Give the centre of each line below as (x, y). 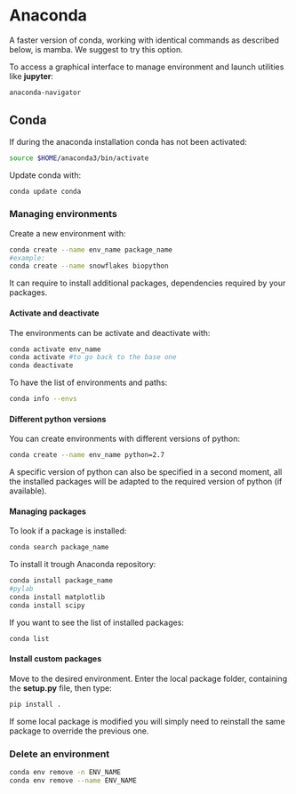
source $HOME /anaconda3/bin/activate (79, 158)
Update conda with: (45, 175)
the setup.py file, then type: (61, 688)
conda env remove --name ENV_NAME (73, 780)
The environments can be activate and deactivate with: (110, 333)
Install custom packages (56, 659)
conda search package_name (59, 548)
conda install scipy (48, 606)
